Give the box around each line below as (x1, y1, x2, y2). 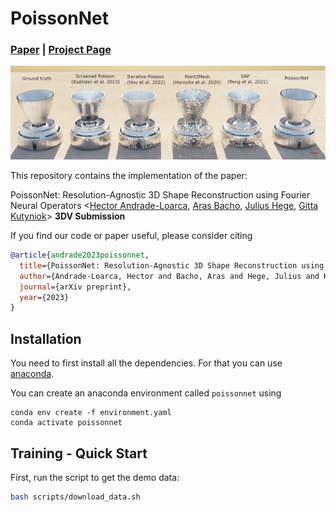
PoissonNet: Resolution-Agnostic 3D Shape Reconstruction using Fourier (10, 189, 311, 201)
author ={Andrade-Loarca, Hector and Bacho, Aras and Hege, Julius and (19, 271, 320, 281)
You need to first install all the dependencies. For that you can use (10, 357, 283, 369)
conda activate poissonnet (10, 418, 123, 428)
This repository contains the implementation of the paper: (10, 170, 248, 182)
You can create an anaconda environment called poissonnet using (10, 387, 282, 399)
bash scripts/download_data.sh (10, 492, 141, 502)
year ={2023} (19, 292, 70, 302)
